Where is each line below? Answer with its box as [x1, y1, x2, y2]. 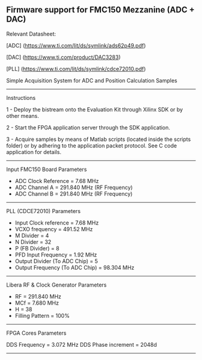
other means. [6, 112, 39, 119]
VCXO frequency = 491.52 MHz [14, 225, 93, 232]
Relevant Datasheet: [6, 30, 56, 37]
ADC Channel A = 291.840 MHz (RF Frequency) [14, 184, 133, 191]
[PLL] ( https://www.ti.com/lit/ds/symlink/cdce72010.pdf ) [6, 65, 146, 72]
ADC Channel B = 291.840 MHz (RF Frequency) [14, 190, 133, 197]
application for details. [6, 148, 62, 155]
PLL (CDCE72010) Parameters [6, 207, 81, 214]
